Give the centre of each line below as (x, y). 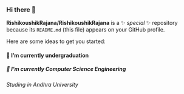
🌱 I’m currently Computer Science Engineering (66, 69)
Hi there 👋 (21, 10)
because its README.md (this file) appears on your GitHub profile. (86, 30)
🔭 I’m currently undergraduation (48, 55)
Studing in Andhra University (43, 84)
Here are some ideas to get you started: (56, 41)
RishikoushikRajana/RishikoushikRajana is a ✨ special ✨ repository (92, 23)
